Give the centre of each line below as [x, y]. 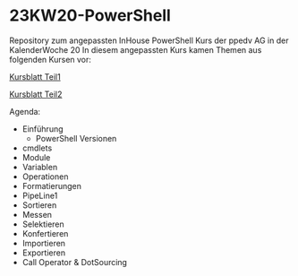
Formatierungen [52, 185]
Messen [37, 214]
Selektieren [43, 224]
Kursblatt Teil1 [35, 76]
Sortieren [39, 205]
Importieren [43, 243]
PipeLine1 [40, 195]
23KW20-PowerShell [90, 16]
